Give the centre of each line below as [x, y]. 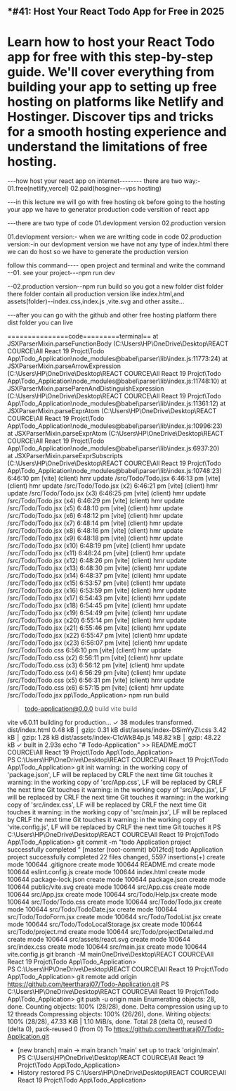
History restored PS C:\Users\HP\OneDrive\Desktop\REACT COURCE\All [122, 1073]
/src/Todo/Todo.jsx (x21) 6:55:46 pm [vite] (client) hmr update [97, 628]
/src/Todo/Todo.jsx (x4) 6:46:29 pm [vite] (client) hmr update [96, 501]
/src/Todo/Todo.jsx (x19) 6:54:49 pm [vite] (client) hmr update [97, 613]
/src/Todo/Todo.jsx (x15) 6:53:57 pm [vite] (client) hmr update [97, 583]
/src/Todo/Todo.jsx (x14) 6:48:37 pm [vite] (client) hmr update [97, 576]
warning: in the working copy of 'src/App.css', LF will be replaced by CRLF [115, 782]
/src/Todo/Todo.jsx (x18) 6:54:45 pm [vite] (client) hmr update [97, 605]
